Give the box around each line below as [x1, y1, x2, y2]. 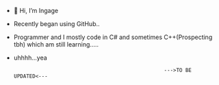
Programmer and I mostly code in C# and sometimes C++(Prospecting [13, 33, 213, 41]
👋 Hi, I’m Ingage [13, 7, 59, 14]
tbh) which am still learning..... [13, 40, 99, 48]
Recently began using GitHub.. [13, 20, 101, 27]
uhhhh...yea [13, 53, 48, 62]
